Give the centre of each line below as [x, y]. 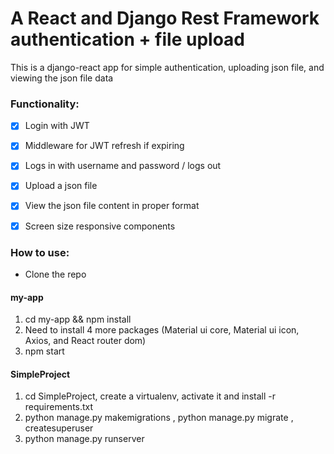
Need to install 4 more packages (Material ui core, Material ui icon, [162, 330]
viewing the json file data [62, 78]
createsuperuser [59, 428]
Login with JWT [57, 126]
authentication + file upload [127, 39]
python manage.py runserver [84, 439]
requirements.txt [59, 407]
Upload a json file [61, 186]
